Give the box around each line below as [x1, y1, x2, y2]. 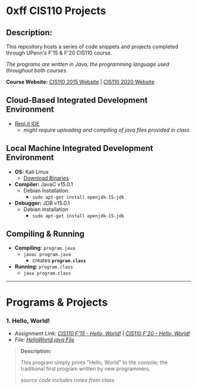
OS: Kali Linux [14, 168, 49, 175]
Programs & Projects [6, 296, 108, 309]
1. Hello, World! [6, 316, 50, 324]
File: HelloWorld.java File [14, 336, 74, 343]
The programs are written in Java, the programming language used [6, 61, 169, 68]
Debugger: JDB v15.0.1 [14, 199, 70, 206]
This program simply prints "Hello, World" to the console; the [20, 358, 168, 365]
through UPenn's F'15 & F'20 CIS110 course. [6, 49, 113, 56]
